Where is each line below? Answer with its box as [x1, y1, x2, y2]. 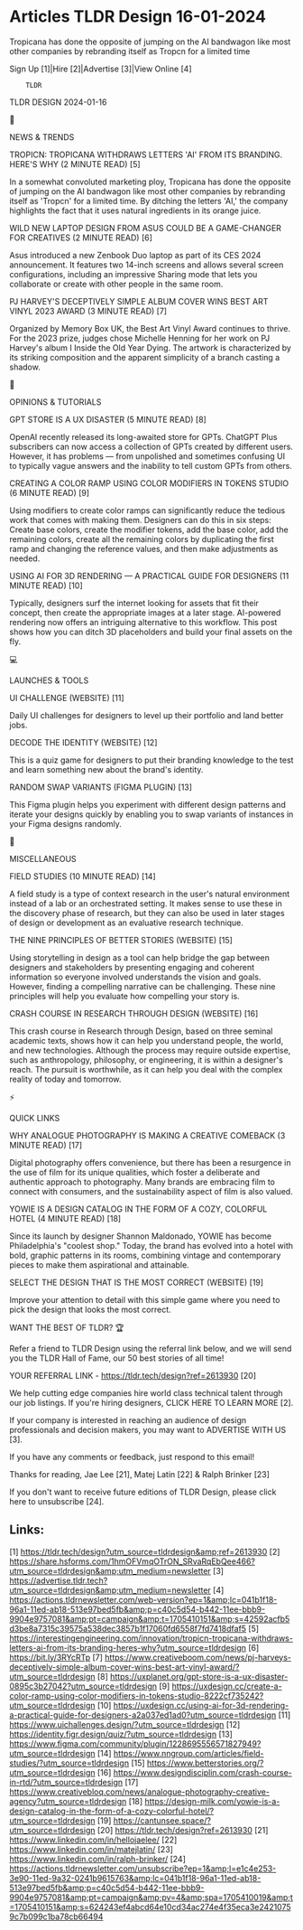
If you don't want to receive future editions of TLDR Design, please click [9, 1486, 277, 1497]
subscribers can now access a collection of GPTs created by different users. [9, 441, 293, 452]
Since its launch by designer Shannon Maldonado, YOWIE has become [9, 1231, 272, 1241]
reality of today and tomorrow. [9, 1073, 122, 1084]
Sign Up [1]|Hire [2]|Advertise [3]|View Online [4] [9, 63, 192, 74]
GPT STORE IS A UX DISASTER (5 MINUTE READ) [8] [9, 414, 207, 425]
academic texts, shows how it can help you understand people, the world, [9, 1035, 284, 1045]
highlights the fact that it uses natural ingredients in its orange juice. [9, 205, 262, 216]
